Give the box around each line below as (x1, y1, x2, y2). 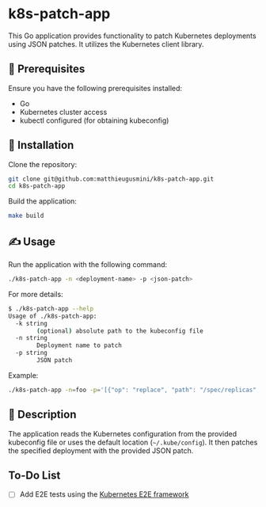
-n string (15, 334, 47, 342)
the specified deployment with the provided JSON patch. (8, 445, 194, 456)
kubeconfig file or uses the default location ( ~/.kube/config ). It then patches (8, 437, 258, 447)
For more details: (8, 289, 63, 299)
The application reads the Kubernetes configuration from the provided (8, 429, 237, 438)
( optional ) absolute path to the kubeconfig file (36, 326, 203, 335)
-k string (15, 319, 47, 327)
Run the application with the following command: (8, 260, 168, 269)
